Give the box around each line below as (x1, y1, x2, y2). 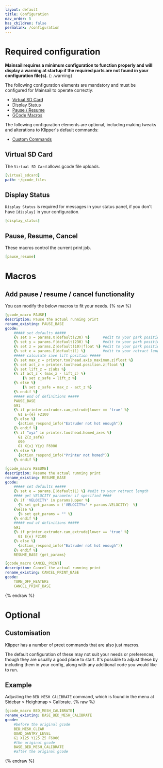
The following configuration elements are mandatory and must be (5, 82, 136, 88)
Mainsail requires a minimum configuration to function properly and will (5, 62, 153, 68)
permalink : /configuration (5, 25, 60, 30)
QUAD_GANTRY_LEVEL (14, 731, 51, 736)
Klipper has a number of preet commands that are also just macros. (5, 642, 140, 648)
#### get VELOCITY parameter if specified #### (14, 493, 112, 499)
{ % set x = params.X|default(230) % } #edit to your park (14, 335, 142, 340)
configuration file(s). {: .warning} (5, 73, 73, 78)
